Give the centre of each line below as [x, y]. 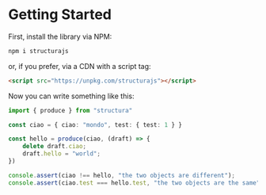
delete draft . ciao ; [55, 147]
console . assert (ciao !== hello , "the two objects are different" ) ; [122, 175]
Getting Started [60, 15]
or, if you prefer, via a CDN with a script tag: [80, 66]
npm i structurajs [38, 51]
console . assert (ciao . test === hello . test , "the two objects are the [123, 183]
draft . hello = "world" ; [62, 154]
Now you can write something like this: [71, 96]
